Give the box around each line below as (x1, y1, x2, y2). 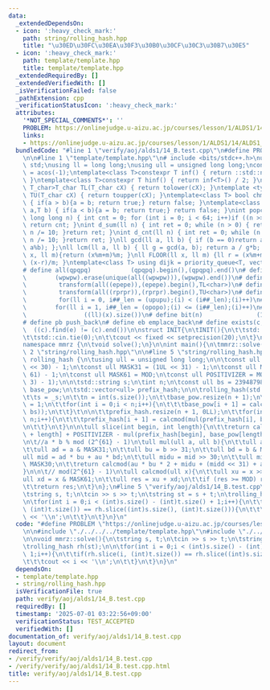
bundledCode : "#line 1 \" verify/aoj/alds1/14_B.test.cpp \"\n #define (15, 146, 250, 154)
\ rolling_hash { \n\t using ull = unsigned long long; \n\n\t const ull (22, 355, 261, 364)
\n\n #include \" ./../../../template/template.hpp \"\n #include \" (22, 528, 247, 536)
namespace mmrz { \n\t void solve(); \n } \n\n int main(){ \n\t (22, 341, 221, 349)
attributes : (15, 109, 56, 117)
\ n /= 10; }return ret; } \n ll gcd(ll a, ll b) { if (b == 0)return (22, 236, 257, 244)
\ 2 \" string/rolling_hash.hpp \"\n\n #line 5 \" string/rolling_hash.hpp (22, 348, 268, 356)
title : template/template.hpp (22, 64, 125, 72)
